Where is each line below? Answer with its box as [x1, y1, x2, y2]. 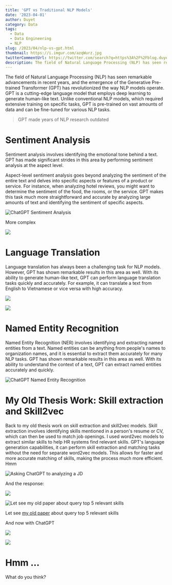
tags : [5, 27, 17, 32]
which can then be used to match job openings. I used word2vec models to [5, 433, 164, 440]
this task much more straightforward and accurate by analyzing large [5, 194, 151, 200]
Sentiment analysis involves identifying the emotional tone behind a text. [5, 152, 158, 158]
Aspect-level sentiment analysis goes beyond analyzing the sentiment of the [5, 172, 166, 178]
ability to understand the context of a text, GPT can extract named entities [5, 362, 162, 368]
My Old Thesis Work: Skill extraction [5, 395, 164, 406]
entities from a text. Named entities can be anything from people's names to [5, 345, 166, 351]
